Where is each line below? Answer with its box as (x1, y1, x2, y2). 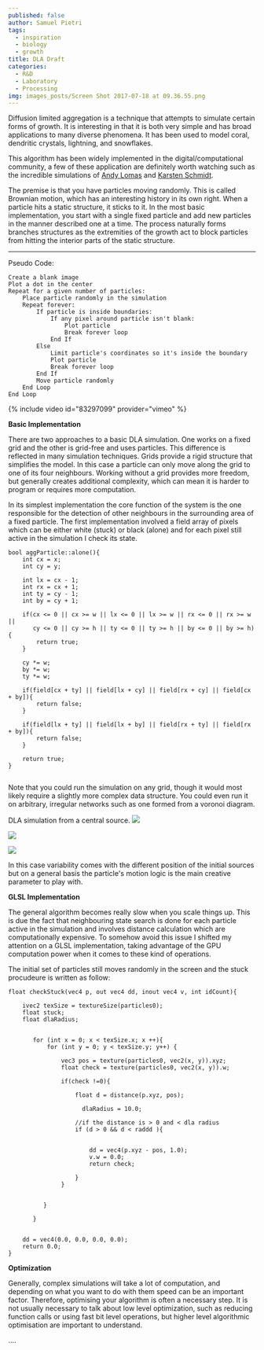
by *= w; (22, 666, 51, 674)
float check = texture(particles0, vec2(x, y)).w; (60, 1064, 230, 1072)
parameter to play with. (8, 877, 83, 887)
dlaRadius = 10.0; (82, 1105, 143, 1113)
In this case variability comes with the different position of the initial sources (8, 860, 255, 870)
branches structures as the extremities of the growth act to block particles (8, 227, 249, 237)
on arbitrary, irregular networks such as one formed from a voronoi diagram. (8, 800, 255, 809)
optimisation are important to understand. (8, 1320, 143, 1330)
